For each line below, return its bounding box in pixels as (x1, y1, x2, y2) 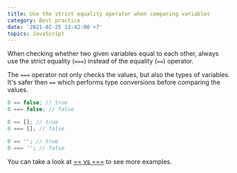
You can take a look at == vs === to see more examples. (7, 157, 172, 166)
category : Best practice (7, 17, 81, 24)
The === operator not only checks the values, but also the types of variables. (7, 71, 230, 79)
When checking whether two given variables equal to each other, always (7, 49, 219, 58)
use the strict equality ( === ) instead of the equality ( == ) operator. (7, 57, 194, 66)
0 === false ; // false (7, 106, 74, 113)
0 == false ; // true (7, 100, 69, 107)
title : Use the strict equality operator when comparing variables (7, 10, 211, 18)
